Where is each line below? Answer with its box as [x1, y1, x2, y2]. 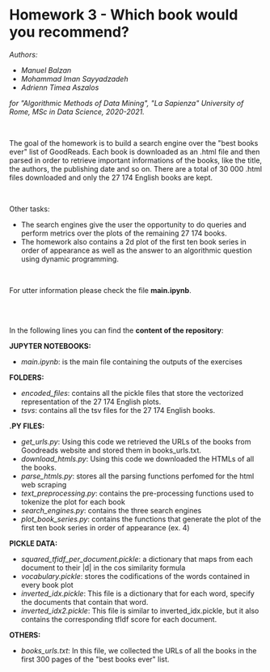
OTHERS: [9, 630, 41, 640]
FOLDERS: [9, 372, 44, 382]
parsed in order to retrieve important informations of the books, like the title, [9, 155, 262, 165]
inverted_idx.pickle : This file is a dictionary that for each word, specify [20, 589, 255, 598]
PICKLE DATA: [9, 538, 58, 548]
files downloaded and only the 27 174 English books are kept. [9, 172, 213, 182]
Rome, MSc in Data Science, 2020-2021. [9, 107, 145, 117]
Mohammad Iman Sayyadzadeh [20, 74, 129, 83]
